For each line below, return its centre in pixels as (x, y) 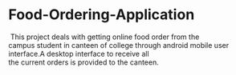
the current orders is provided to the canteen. (83, 62)
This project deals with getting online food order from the (105, 37)
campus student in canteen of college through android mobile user (119, 45)
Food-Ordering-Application (102, 15)
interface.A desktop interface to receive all (79, 53)
